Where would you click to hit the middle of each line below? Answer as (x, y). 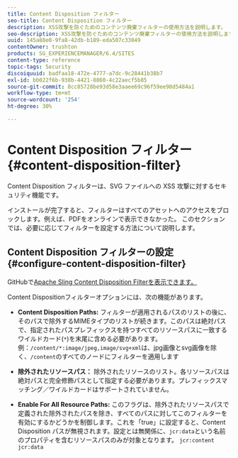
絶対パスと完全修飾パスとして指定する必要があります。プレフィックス (119, 380)
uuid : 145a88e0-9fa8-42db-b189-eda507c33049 (74, 40)
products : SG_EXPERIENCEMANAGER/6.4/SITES (71, 54)
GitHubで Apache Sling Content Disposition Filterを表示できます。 (102, 282)
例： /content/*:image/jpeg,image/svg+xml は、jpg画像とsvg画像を (114, 347)
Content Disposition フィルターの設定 (91, 252)
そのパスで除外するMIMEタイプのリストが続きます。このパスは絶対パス (122, 321)
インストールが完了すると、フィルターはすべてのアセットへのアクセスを (112, 209)
